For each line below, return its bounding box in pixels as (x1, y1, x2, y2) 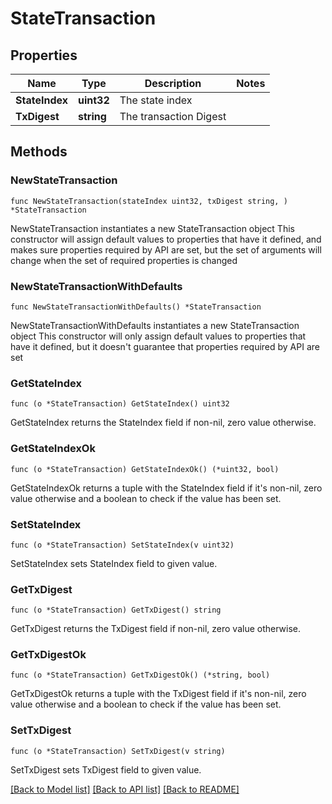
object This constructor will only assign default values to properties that (10, 330, 307, 342)
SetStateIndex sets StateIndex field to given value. (10, 557, 218, 569)
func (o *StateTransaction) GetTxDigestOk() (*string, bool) (10, 670, 271, 681)
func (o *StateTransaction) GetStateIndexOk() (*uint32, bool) (10, 464, 280, 474)
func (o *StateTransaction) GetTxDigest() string (10, 605, 222, 616)
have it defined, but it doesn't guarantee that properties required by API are (10, 340, 320, 352)
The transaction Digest (119, 110, 227, 123)
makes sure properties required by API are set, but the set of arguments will (10, 243, 322, 256)
